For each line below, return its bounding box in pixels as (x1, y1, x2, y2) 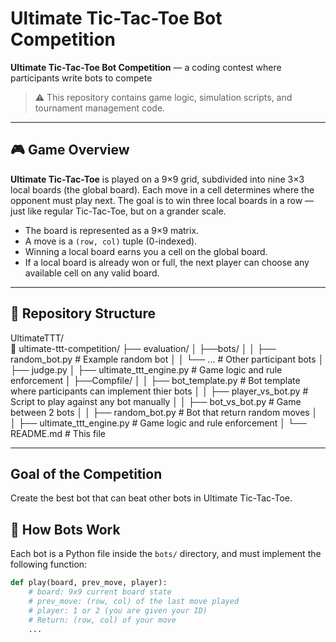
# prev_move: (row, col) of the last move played (28, 596, 240, 606)
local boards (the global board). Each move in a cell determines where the (10, 183, 315, 196)
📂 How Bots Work (10, 521, 121, 538)
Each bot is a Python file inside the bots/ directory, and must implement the (10, 548, 322, 560)
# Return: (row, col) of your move (28, 615, 177, 625)
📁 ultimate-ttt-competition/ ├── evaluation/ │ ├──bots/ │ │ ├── (10, 342, 277, 354)
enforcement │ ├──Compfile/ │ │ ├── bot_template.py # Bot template (10, 374, 301, 386)
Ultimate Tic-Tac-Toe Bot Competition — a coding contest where (10, 61, 282, 73)
